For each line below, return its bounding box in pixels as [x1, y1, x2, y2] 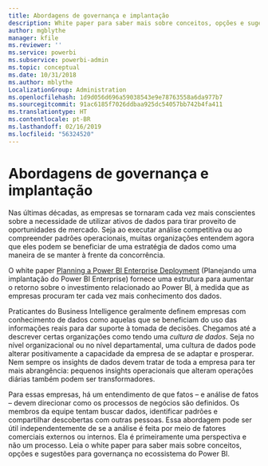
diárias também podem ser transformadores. [8, 374, 156, 383]
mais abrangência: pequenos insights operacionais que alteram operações [8, 366, 254, 375]
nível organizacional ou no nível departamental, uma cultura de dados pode [8, 340, 257, 350]
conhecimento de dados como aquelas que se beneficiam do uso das [8, 315, 238, 324]
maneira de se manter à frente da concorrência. [8, 250, 166, 260]
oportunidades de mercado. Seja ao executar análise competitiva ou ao [8, 225, 242, 234]
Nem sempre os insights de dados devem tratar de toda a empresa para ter [8, 357, 256, 366]
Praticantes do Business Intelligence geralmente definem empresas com [8, 306, 246, 315]
